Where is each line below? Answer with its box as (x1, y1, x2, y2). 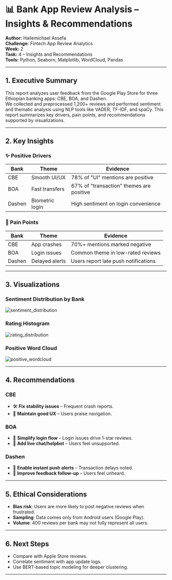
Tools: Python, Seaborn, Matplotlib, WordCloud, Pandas (5, 56, 124, 63)
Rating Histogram (5, 320, 50, 327)
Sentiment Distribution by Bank (5, 296, 85, 303)
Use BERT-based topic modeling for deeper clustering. (12, 564, 128, 570)
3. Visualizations (5, 280, 60, 289)
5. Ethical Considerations (5, 490, 87, 499)
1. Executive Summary (5, 76, 78, 85)
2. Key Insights (5, 137, 54, 146)
